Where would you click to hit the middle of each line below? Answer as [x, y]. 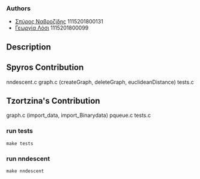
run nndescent [28, 159]
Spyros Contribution [45, 68]
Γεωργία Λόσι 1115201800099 [52, 28]
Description [29, 47]
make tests [20, 143]
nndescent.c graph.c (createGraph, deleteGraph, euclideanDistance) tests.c [100, 82]
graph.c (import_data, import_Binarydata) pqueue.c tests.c [79, 115]
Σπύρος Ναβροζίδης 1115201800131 [59, 22]
